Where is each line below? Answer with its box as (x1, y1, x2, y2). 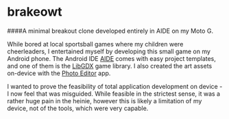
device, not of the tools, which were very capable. (7, 104, 149, 112)
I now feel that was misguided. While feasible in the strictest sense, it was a (7, 90, 221, 98)
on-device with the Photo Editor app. (7, 69, 111, 77)
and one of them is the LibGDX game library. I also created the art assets (7, 62, 213, 70)
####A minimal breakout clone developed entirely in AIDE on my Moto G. (7, 27, 214, 35)
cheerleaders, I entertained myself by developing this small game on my (7, 47, 211, 55)
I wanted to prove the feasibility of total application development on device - (7, 82, 223, 90)
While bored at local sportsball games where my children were (7, 40, 184, 48)
